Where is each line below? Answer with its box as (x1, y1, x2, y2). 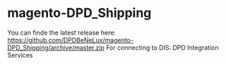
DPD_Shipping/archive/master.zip (7, 43, 105, 52)
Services (7, 51, 33, 59)
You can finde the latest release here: (7, 28, 117, 37)
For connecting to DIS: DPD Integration (105, 43, 219, 52)
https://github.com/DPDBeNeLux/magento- (7, 35, 134, 44)
